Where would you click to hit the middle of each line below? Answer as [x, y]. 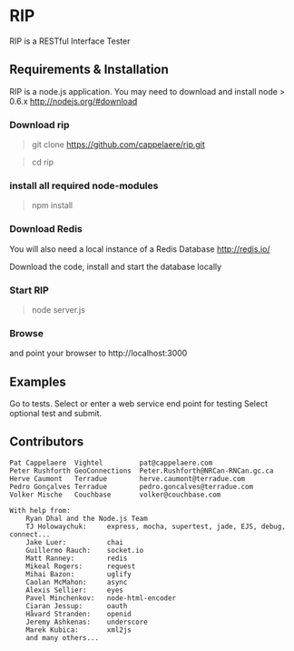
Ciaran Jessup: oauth [77, 606]
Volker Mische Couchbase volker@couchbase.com [115, 495]
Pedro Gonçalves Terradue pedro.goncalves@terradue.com [132, 486]
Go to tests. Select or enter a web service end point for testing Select [138, 404]
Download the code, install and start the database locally [116, 266]
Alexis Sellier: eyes [75, 590]
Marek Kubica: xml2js [78, 630]
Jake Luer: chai [75, 542]
